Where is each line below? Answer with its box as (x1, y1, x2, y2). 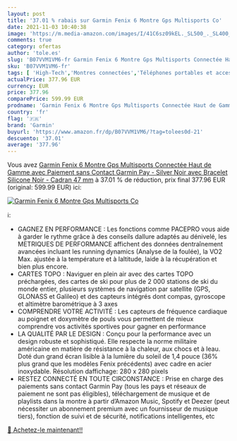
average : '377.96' (7, 142, 61, 149)
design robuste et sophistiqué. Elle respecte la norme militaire (17, 337, 197, 346)
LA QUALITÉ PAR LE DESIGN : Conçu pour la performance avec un (17, 330, 212, 338)
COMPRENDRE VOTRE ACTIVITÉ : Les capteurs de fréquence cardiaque (17, 307, 228, 316)
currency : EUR (7, 82, 49, 89)
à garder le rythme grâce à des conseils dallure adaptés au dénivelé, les (17, 232, 227, 241)
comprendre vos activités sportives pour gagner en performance (17, 322, 207, 331)
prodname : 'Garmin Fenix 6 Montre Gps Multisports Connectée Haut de (7, 102, 217, 109)
